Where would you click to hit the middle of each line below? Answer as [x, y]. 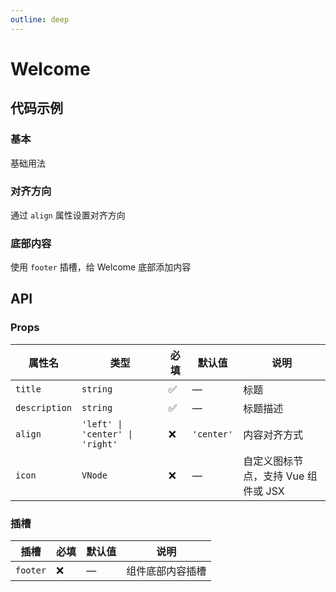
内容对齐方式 [273, 434]
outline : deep [40, 19]
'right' [99, 444]
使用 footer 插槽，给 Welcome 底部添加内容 [101, 267]
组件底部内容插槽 [166, 571]
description [44, 407]
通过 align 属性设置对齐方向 [68, 215]
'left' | [102, 424]
